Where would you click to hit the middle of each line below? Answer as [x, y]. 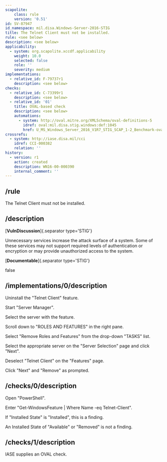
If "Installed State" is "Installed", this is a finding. [54, 417]
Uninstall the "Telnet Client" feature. [42, 298]
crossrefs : [16, 134]
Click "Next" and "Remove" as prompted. [47, 370]
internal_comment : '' [36, 171]
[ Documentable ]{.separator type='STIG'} [48, 261]
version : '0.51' [31, 19]
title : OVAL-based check [40, 107]
